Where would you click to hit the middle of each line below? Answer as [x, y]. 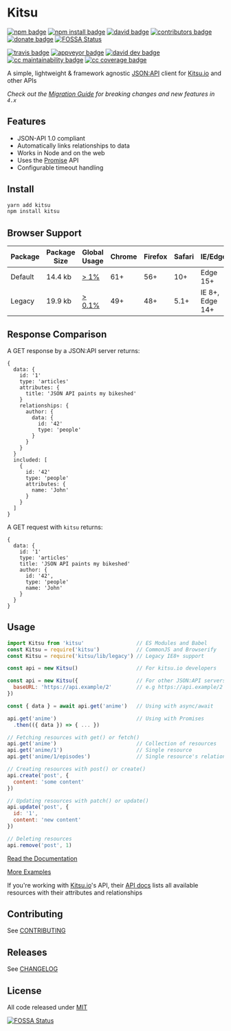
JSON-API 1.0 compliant [51, 138]
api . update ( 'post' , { [38, 807]
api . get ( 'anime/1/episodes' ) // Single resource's [102, 757]
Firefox [156, 257]
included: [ [31, 460]
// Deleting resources [40, 839]
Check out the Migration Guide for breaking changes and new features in [111, 94]
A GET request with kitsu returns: [55, 527]
